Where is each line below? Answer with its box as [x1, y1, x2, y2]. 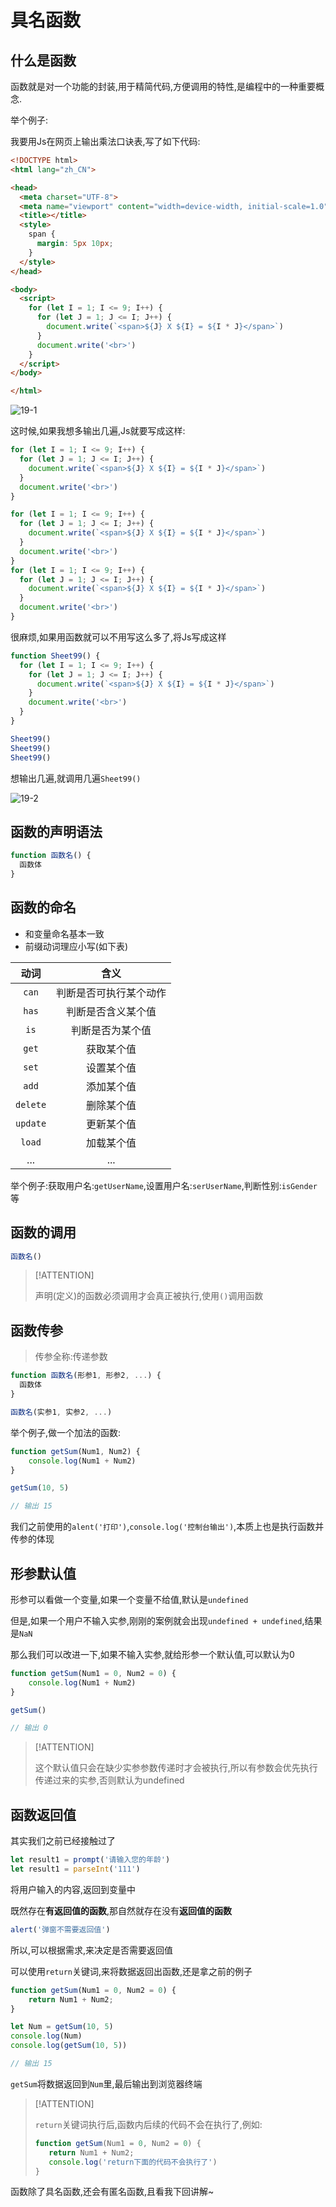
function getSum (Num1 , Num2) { [10, 1446, 141, 1456]
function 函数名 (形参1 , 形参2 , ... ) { [10, 1371, 162, 1381]
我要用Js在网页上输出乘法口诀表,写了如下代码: [10, 136, 201, 147]
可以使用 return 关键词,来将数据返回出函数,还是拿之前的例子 [10, 1965, 253, 1977]
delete [15, 1099, 47, 1110]
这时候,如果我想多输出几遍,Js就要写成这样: [10, 425, 186, 437]
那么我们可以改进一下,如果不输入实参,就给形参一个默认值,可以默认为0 [10, 1648, 295, 1660]
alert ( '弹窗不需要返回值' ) [10, 1924, 111, 1935]
